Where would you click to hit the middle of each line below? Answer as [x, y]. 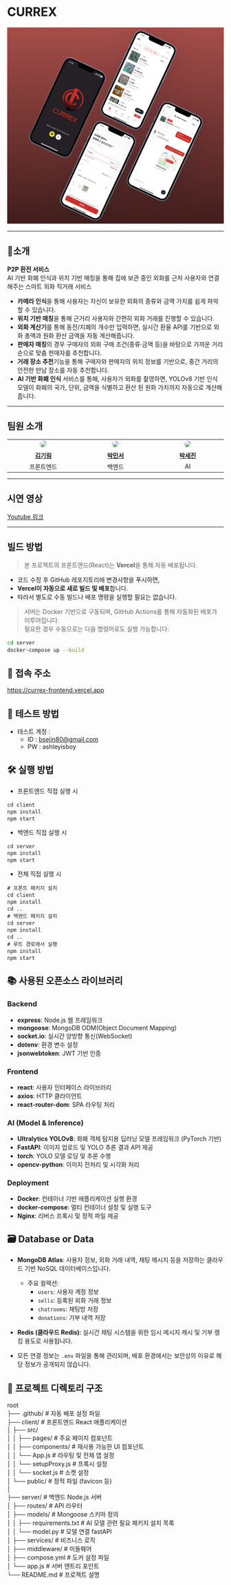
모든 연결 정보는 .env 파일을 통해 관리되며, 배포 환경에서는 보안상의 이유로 [116, 1356]
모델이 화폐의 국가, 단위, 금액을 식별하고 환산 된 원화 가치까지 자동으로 [110, 387]
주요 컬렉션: [43, 1283]
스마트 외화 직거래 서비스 [58, 286]
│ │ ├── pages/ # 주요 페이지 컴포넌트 [60, 1438]
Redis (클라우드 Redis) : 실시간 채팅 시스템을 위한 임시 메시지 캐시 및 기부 [115, 1332]
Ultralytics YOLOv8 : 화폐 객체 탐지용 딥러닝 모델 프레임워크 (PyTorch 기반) [119, 1139]
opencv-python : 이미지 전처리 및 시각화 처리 [78, 1165]
